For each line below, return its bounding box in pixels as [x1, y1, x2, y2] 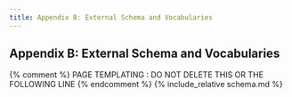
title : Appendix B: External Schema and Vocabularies [9, 12, 214, 22]
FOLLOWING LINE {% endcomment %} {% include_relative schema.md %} [9, 79, 283, 90]
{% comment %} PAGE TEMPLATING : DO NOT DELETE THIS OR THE [9, 69, 264, 80]
